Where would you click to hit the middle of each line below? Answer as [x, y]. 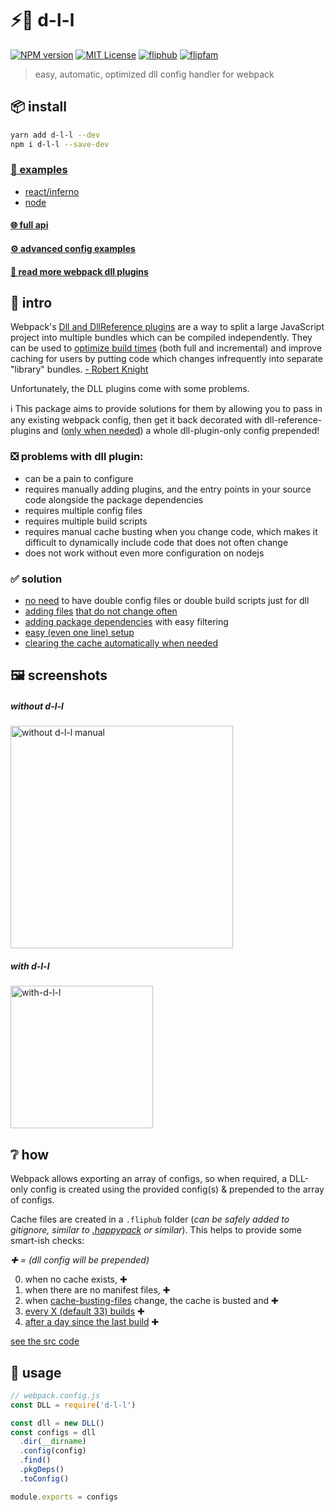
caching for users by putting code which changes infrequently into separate [166, 359]
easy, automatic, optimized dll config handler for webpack [154, 74]
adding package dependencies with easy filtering [126, 621]
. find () [35, 1460]
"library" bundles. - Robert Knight [79, 369]
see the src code [45, 1341]
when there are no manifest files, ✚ [97, 1290]
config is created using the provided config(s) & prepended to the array [177, 1189]
